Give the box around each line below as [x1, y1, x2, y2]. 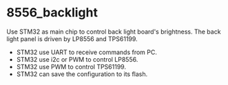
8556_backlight [6, 5, 98, 21]
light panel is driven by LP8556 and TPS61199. [6, 34, 138, 42]
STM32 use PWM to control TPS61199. [16, 62, 127, 71]
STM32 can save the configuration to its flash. [16, 70, 148, 78]
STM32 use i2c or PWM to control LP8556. [16, 55, 138, 63]
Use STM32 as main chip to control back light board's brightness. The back [6, 27, 221, 36]
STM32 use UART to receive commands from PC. [16, 48, 158, 56]
